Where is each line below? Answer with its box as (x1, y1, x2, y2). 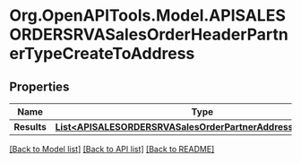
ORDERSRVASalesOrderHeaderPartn (9, 24, 288, 45)
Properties (9, 79, 70, 94)
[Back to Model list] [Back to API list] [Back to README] (9, 144, 215, 154)
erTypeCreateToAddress (9, 44, 195, 64)
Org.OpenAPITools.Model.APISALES (9, 5, 287, 26)
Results (13, 121, 47, 133)
